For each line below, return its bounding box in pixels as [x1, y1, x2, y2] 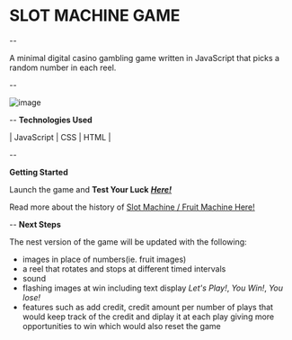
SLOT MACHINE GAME [9, 5, 181, 26]
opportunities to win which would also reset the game [22, 320, 222, 331]
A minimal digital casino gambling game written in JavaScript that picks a [9, 52, 280, 63]
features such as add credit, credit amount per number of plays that [22, 301, 274, 312]
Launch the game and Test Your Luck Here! [9, 183, 173, 194]
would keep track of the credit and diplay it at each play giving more [22, 311, 275, 322]
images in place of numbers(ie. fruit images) [22, 254, 187, 264]
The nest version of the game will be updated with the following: [9, 236, 247, 247]
